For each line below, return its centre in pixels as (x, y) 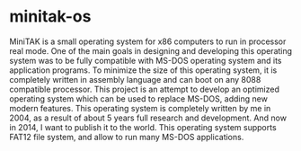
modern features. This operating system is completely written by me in (140, 108)
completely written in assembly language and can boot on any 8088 (135, 79)
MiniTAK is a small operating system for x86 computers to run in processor (148, 41)
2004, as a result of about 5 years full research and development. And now (148, 118)
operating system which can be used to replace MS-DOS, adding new (138, 98)
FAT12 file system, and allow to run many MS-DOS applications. (127, 137)
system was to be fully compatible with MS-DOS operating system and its (146, 60)
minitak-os (50, 17)
